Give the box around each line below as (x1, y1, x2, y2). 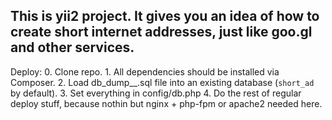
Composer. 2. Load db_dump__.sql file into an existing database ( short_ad (10, 76, 315, 88)
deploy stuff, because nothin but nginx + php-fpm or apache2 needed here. (10, 97, 323, 109)
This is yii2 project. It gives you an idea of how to (10, 8, 320, 25)
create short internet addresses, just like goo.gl (10, 24, 313, 41)
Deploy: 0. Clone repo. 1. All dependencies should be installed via (10, 65, 280, 78)
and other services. (10, 39, 135, 56)
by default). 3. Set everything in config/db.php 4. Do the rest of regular (10, 87, 302, 99)
